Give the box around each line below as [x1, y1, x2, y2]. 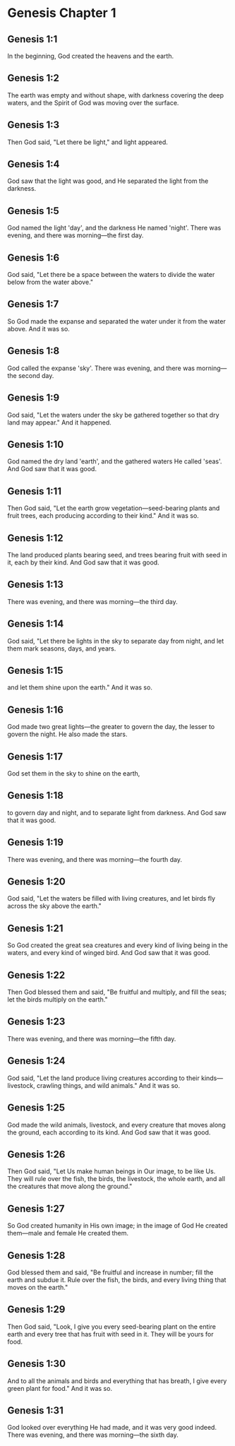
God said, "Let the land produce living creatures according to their [7, 1074, 200, 1082]
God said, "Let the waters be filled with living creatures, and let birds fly [7, 894, 216, 903]
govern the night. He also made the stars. [7, 730, 128, 739]
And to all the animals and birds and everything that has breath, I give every [7, 1376, 227, 1385]
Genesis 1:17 [7, 750, 64, 762]
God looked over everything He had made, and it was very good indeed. [7, 1423, 217, 1432]
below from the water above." [7, 278, 94, 287]
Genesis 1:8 [7, 345, 60, 357]
